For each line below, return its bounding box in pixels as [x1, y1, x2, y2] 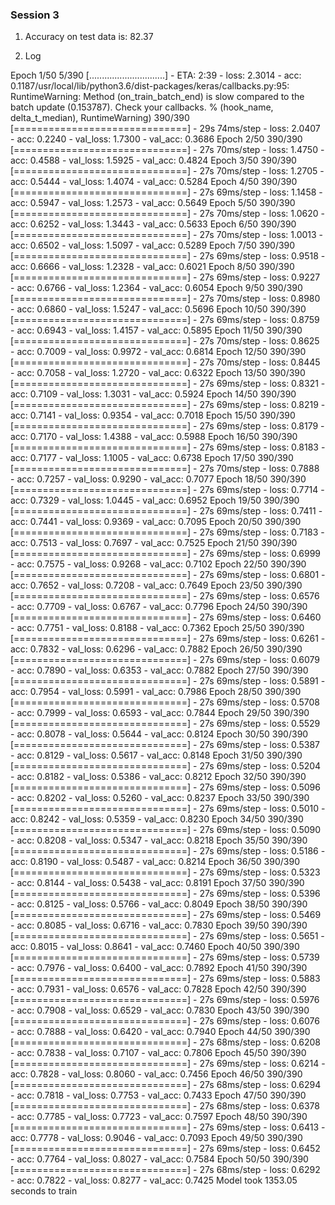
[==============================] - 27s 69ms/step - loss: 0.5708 [10, 696, 320, 708]
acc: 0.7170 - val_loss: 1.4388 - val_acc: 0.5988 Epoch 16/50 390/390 [10, 431, 298, 443]
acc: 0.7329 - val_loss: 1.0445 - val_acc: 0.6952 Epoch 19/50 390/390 [10, 494, 300, 507]
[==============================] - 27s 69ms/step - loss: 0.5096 [10, 781, 321, 793]
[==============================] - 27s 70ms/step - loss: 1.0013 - [10, 229, 324, 241]
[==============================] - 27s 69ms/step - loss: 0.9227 [10, 271, 321, 283]
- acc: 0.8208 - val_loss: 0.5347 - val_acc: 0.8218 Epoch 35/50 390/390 [10, 834, 308, 847]
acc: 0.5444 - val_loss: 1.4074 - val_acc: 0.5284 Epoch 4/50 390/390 [10, 176, 298, 188]
